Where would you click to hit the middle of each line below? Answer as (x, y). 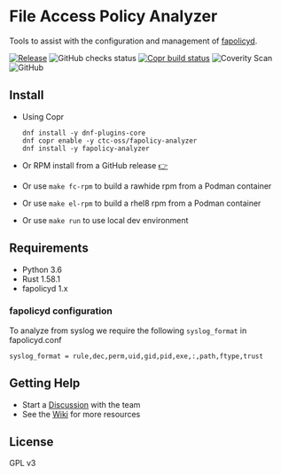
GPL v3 (23, 463)
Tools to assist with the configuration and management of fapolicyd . (133, 41)
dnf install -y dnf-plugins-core (84, 133)
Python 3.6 (42, 269)
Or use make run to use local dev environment (105, 220)
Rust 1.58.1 (41, 279)
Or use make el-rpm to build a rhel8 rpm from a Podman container (141, 203)
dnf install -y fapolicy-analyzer (86, 148)
